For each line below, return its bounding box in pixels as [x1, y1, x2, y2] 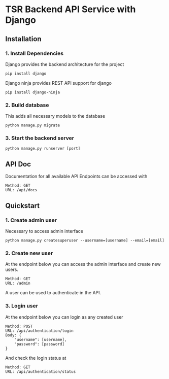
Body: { [5, 332, 22, 338]
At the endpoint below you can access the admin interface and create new [5, 261, 161, 267]
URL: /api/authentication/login [5, 328, 74, 333]
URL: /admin [5, 281, 30, 286]
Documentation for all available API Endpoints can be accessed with [5, 174, 148, 180]
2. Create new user [5, 250, 53, 257]
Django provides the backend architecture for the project [5, 61, 124, 67]
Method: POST [5, 324, 33, 329]
